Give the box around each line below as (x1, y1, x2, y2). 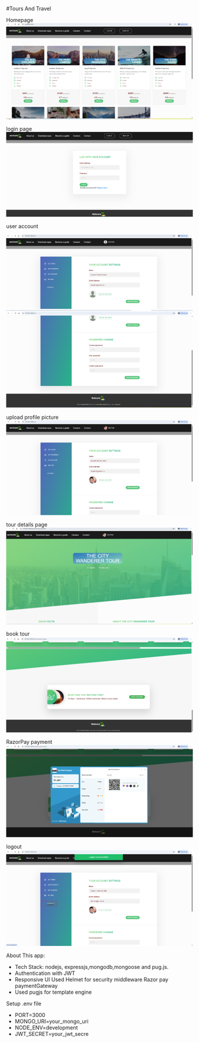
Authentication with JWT (14, 970, 76, 977)
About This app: (6, 952, 46, 959)
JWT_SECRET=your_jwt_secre (14, 1031, 89, 1038)
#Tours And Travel (6, 5, 52, 12)
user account (6, 222, 38, 230)
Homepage (6, 17, 34, 23)
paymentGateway (14, 983, 58, 990)
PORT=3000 (14, 1012, 46, 1019)
